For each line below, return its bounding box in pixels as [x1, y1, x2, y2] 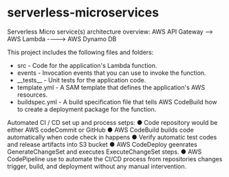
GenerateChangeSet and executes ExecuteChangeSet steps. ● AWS [7, 147, 202, 156]
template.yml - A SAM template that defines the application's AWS [17, 83, 205, 91]
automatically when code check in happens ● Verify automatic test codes [7, 132, 217, 141]
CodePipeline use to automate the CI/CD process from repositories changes [7, 154, 223, 163]
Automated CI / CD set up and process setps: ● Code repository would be [7, 118, 218, 126]
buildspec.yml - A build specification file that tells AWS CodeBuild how [17, 97, 217, 106]
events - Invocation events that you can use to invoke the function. [17, 69, 206, 77]
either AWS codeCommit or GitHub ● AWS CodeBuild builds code [7, 126, 194, 134]
